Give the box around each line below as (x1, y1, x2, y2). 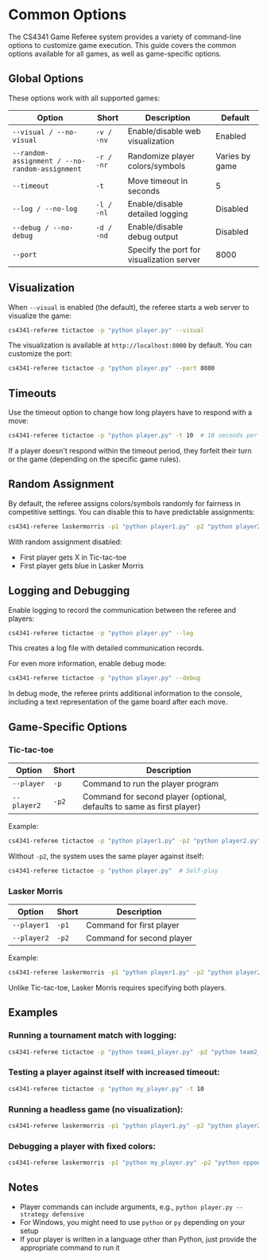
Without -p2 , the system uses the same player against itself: (8, 851, 204, 861)
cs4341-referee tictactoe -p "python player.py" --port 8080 (8, 364, 215, 372)
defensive (52, 1210, 85, 1219)
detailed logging (127, 208, 188, 219)
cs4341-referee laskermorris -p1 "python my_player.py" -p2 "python (8, 1159, 240, 1167)
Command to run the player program (82, 778, 219, 789)
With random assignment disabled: (8, 536, 122, 547)
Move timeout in (127, 175, 188, 186)
